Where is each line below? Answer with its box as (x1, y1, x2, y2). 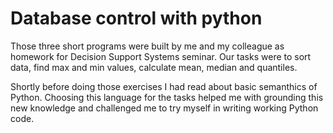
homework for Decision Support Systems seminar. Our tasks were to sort (10, 50, 312, 62)
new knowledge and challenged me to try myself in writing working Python (10, 102, 319, 114)
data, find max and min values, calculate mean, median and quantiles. (10, 61, 298, 73)
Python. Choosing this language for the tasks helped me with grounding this (10, 91, 324, 103)
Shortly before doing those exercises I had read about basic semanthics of (10, 80, 318, 92)
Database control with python (10, 7, 263, 30)
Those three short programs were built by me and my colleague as (10, 40, 285, 52)
